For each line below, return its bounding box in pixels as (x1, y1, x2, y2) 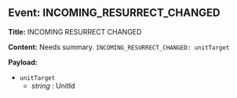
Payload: (8, 57, 38, 67)
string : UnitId (31, 81, 76, 90)
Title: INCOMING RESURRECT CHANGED (8, 27, 142, 36)
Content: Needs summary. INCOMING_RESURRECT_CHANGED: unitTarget (8, 42, 230, 52)
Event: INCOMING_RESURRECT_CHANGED (8, 6, 221, 20)
